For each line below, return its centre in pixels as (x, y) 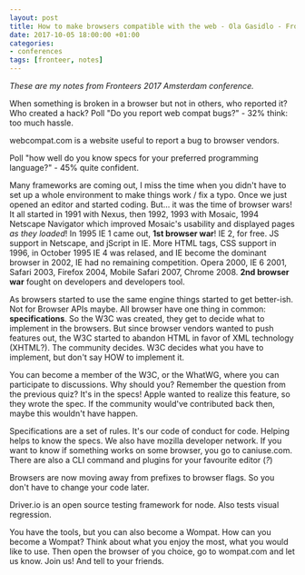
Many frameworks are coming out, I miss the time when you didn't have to (148, 185)
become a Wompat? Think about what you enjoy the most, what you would (149, 542)
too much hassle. (42, 123)
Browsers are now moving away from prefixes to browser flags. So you (142, 477)
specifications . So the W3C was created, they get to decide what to (137, 318)
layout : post (34, 18)
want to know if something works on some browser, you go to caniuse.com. (151, 450)
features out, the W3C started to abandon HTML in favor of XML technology (152, 338)
